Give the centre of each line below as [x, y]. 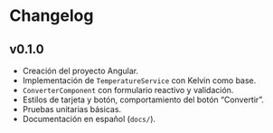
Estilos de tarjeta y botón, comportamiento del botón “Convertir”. [143, 100]
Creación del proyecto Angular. [80, 71]
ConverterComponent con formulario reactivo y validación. [128, 90]
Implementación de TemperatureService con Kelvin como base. [139, 81]
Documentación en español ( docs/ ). [89, 119]
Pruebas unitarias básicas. [72, 109]
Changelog [52, 16]
